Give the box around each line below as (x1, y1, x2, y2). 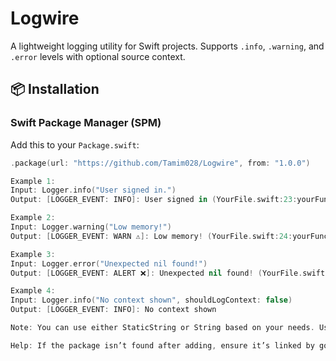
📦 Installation (10, 81, 100, 98)
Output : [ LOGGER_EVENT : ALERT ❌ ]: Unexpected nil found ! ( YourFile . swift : (10, 268, 330, 278)
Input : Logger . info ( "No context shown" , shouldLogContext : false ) (10, 295, 293, 306)
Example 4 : (10, 286, 56, 296)
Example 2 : (10, 213, 56, 223)
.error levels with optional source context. (10, 50, 186, 62)
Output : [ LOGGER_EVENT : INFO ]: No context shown (10, 305, 217, 315)
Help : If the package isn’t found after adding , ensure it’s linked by (10, 340, 315, 351)
